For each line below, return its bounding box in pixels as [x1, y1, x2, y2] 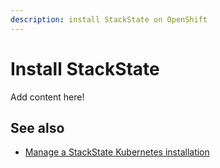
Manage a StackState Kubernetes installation [24, 146, 210, 158]
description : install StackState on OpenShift [10, 14, 208, 25]
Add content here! [10, 91, 85, 103]
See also [10, 119, 65, 136]
